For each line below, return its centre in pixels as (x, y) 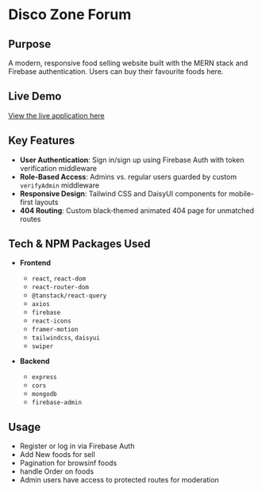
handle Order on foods (57, 471)
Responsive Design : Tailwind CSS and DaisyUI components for (123, 193)
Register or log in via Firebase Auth (77, 446)
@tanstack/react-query (69, 296)
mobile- (242, 193)
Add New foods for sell (57, 455)
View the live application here (56, 115)
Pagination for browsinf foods (68, 463)
